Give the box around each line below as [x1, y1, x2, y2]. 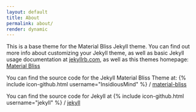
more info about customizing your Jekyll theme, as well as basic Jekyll [6, 50, 184, 57]
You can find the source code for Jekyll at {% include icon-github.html [6, 92, 184, 100]
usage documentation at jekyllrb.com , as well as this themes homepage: [6, 56, 189, 63]
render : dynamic [6, 26, 48, 32]
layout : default [6, 9, 48, 15]
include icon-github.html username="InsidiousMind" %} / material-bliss [6, 81, 187, 88]
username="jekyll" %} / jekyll [6, 99, 81, 106]
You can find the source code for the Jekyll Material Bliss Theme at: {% [6, 74, 187, 81]
